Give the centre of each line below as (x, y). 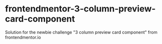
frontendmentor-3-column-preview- (81, 9)
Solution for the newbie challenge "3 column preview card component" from (81, 32)
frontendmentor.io (23, 37)
